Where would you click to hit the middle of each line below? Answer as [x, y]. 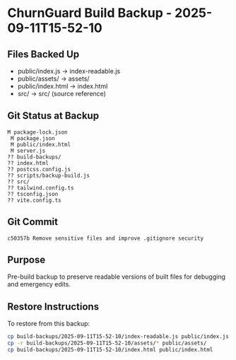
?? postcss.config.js [39, 169]
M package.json [33, 138]
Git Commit [33, 222]
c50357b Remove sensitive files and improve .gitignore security [105, 238]
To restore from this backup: [49, 324]
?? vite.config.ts [34, 200]
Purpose [26, 260]
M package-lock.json [38, 132]
